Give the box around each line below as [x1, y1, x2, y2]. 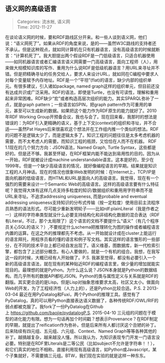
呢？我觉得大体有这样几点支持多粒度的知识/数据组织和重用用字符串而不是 [5, 187, 153, 193]
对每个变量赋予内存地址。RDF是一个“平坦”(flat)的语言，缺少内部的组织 [5, 77, 147, 83]
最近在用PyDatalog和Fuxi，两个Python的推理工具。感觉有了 [19, 291, 140, 297]
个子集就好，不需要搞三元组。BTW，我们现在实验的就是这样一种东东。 [5, 352, 148, 359]
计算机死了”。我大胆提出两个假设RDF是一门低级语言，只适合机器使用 [15, 52, 155, 58]
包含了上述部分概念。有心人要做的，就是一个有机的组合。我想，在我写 [18, 248, 160, 254]
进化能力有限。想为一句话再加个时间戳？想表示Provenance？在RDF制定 [13, 315, 158, 322]
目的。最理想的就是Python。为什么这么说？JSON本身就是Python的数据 [9, 266, 153, 273]
